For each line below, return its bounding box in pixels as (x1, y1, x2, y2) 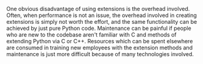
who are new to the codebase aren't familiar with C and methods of (6, 31, 177, 38)
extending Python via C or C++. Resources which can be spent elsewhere (6, 38, 193, 44)
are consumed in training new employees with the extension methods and (6, 44, 193, 51)
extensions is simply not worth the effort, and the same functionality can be (6, 18, 197, 25)
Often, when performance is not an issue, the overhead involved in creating (6, 12, 197, 19)
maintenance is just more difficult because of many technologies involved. (6, 51, 194, 57)
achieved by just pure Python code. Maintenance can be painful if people (6, 24, 191, 32)
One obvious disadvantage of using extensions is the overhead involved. (6, 5, 190, 12)
